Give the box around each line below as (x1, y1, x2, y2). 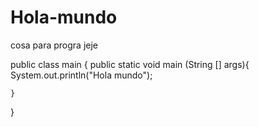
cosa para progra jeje (10, 39, 98, 51)
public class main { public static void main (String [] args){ (10, 58, 250, 70)
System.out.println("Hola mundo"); (10, 69, 153, 81)
